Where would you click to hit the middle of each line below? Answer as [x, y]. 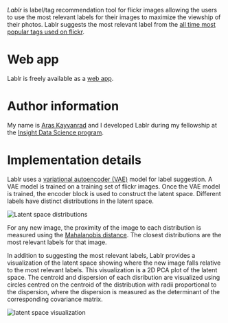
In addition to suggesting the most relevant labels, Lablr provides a [101, 255]
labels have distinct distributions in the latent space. [81, 201]
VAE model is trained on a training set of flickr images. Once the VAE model [114, 186]
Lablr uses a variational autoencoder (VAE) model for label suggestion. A [110, 179]
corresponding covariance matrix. [55, 299]
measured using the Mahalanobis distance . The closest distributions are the [114, 235]
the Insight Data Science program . [56, 132]
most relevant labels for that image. [57, 242]
